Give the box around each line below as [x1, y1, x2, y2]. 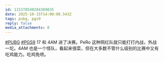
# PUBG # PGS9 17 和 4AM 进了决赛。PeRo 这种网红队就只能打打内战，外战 [5, 40, 157, 45]
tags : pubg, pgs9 [5, 16, 41, 21]
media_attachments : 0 [5, 25, 50, 30]
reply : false [5, 21, 32, 26]
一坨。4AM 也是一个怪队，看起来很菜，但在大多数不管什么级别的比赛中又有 [5, 45, 159, 51]
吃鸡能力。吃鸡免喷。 [5, 52, 48, 58]
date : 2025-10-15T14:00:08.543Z [5, 12, 72, 17]
